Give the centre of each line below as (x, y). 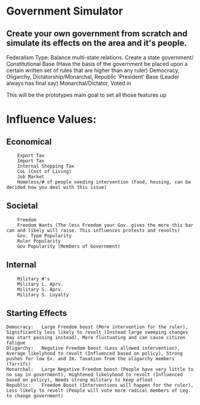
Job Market (31, 177)
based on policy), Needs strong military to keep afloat (80, 380)
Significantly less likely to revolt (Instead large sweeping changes (97, 332)
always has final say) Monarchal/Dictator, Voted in (69, 83)
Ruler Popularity (39, 241)
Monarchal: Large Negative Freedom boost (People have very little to (100, 370)
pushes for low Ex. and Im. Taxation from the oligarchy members (90, 359)
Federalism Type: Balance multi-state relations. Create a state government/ (100, 58)
